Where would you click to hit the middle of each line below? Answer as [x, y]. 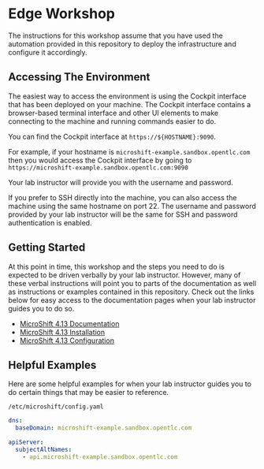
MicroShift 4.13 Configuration [67, 341]
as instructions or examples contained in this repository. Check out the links [131, 292]
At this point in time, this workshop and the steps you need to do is [116, 266]
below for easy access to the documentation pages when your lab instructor [132, 300]
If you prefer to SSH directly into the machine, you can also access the [123, 197]
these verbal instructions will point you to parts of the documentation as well [132, 283]
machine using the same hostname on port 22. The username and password [132, 206]
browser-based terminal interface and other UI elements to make [113, 113]
